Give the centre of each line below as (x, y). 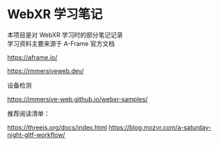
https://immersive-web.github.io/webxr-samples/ (78, 99)
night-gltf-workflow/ (36, 135)
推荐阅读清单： (29, 113)
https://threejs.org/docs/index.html (57, 127)
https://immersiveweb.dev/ (46, 71)
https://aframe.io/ (32, 57)
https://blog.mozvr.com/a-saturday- (160, 127)
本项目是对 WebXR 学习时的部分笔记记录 (65, 35)
